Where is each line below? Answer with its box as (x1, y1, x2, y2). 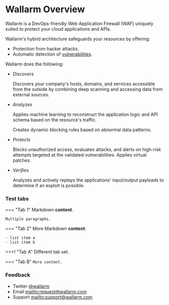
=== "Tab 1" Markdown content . (5, 207, 74, 213)
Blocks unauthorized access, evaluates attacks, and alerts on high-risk (12, 146, 161, 152)
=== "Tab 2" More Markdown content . (5, 225, 87, 232)
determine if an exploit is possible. (12, 182, 85, 188)
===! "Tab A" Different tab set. (5, 249, 69, 255)
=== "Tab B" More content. (5, 259, 63, 265)
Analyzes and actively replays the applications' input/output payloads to (12, 177, 164, 183)
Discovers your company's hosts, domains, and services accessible (12, 81, 155, 87)
